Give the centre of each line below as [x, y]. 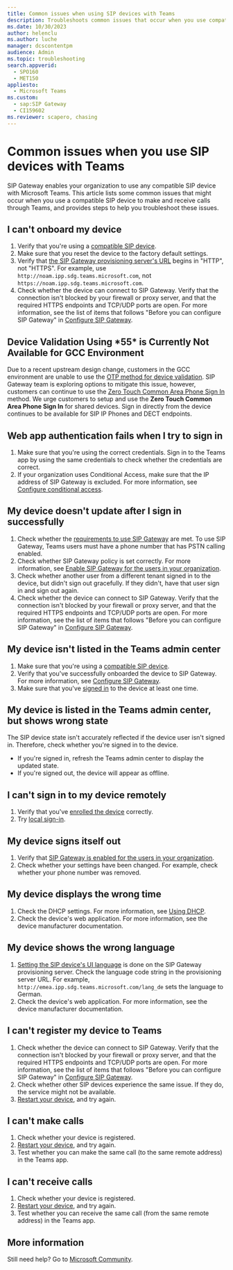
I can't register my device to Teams [85, 1031]
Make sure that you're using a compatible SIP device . [93, 666]
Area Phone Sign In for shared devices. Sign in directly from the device [109, 407]
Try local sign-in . [41, 819]
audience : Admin [31, 53]
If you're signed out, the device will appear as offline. [93, 773]
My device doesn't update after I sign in [95, 511]
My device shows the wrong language [91, 948]
